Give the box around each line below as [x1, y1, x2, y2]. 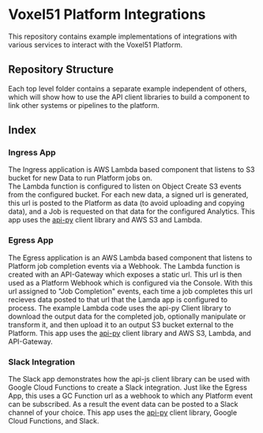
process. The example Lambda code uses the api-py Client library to [8, 303, 231, 312]
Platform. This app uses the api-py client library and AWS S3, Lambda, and [8, 328, 251, 338]
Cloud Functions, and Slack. [8, 416, 100, 426]
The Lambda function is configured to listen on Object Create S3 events [8, 181, 242, 191]
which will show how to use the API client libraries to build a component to [8, 92, 250, 102]
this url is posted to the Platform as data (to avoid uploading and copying [8, 199, 245, 208]
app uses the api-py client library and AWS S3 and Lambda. [8, 215, 203, 225]
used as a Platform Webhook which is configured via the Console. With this [8, 278, 253, 287]
